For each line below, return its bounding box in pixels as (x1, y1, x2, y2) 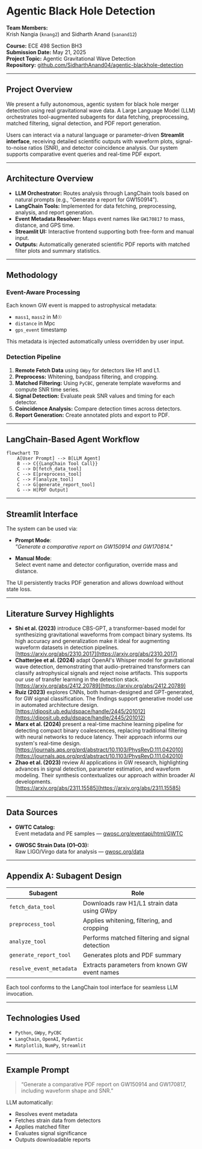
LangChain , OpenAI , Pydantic (14, 1035, 84, 1043)
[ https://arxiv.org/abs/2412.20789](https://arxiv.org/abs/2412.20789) (14, 682, 186, 689)
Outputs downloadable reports (14, 1136, 91, 1144)
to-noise (6, 144, 27, 151)
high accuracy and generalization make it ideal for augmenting (14, 637, 170, 644)
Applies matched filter (14, 1123, 70, 1130)
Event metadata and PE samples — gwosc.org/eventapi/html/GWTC (14, 830, 183, 837)
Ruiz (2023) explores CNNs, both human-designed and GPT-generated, (14, 688, 194, 695)
